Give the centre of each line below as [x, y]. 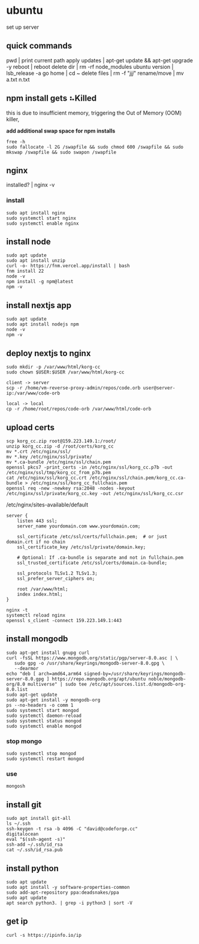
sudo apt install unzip [36, 261]
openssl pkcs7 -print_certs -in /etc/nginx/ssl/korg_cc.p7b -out [89, 467]
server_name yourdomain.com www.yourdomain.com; [79, 526]
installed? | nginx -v [31, 185]
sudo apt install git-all [38, 819]
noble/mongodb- [167, 679]
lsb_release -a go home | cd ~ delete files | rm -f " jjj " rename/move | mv [95, 73]
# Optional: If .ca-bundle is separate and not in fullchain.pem [100, 557]
